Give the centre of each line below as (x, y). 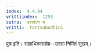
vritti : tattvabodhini (35, 27)
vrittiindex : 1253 (30, 17)
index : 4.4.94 (24, 11)
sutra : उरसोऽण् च (26, 22)
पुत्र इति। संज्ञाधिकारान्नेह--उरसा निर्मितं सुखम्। (49, 44)
